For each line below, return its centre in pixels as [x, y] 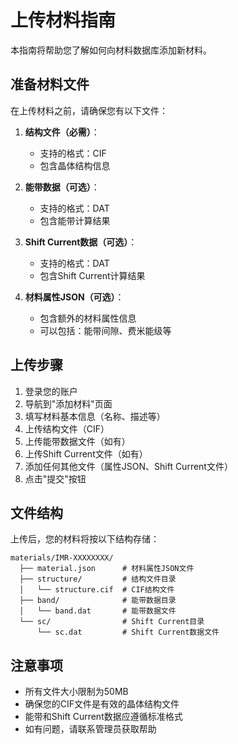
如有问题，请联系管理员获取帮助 [90, 729]
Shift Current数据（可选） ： [81, 242]
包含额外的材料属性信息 [88, 318]
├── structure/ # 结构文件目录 [98, 579]
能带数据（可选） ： [62, 187]
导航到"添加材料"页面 [68, 403]
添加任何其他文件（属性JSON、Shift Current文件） [128, 466]
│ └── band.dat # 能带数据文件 [98, 611]
